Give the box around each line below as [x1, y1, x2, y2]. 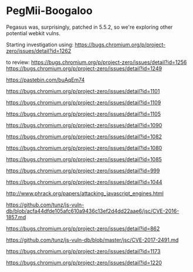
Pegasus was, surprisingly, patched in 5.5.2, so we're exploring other [6, 23, 173, 30]
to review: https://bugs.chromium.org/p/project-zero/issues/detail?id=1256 [6, 59, 187, 66]
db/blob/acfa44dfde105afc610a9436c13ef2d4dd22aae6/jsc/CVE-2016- [6, 207, 180, 215]
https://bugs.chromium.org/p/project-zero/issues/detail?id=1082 [6, 133, 162, 140]
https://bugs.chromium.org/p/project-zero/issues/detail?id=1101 [6, 87, 160, 94]
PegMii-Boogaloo [6, 4, 93, 18]
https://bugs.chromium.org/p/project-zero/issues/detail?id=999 [6, 167, 160, 174]
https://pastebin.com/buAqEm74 [6, 76, 85, 83]
